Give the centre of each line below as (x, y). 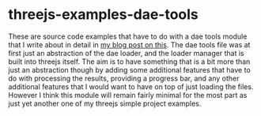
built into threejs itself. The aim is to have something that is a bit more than (129, 62)
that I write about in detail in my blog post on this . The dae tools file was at (129, 44)
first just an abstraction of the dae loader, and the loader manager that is (126, 53)
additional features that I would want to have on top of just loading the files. (131, 86)
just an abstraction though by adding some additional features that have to (129, 69)
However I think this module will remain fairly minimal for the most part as (128, 95)
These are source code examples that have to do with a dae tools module (128, 36)
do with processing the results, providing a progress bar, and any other (124, 78)
